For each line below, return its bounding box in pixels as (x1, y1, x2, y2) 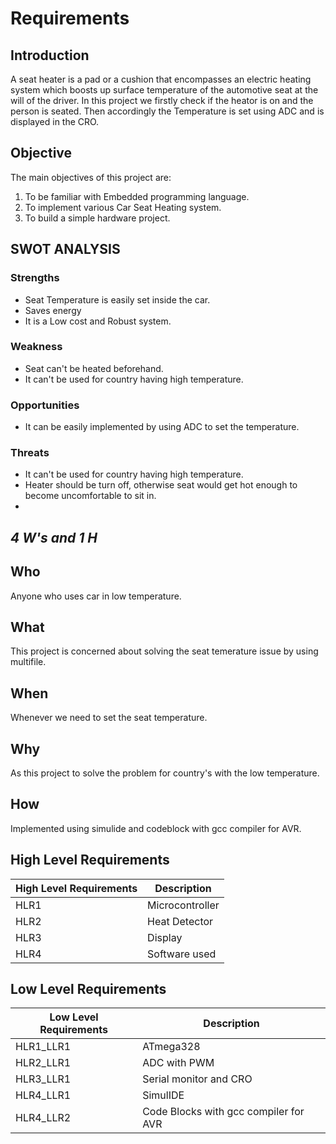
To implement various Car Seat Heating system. (24, 201, 222, 213)
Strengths (10, 271, 60, 285)
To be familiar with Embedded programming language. (24, 190, 250, 202)
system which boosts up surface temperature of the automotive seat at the (10, 84, 319, 96)
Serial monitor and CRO (142, 1072, 253, 1086)
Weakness (10, 340, 63, 354)
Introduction (10, 47, 90, 64)
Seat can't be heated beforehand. (24, 362, 164, 374)
